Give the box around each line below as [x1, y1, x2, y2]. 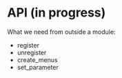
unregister [17, 48, 47, 57]
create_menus [17, 55, 58, 64]
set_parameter [17, 63, 59, 71]
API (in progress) [7, 5, 106, 21]
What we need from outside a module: [7, 28, 116, 36]
